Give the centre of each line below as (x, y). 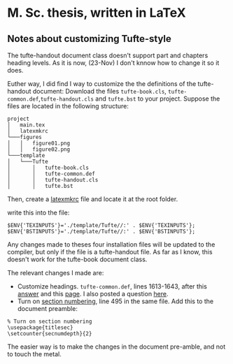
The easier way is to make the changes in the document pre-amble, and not (116, 347)
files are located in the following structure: (68, 106)
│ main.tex (26, 125)
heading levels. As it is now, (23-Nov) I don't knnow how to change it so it (113, 63)
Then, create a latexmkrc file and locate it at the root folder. (93, 199)
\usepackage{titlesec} (40, 328)
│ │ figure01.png (39, 143)
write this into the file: (38, 212)
